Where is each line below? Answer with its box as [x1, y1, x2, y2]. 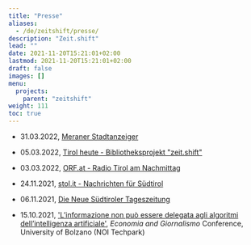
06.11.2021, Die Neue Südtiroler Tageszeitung [19, 195, 171, 204]
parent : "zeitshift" [23, 95, 92, 103]
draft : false [8, 65, 52, 73]
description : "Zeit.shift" [8, 34, 99, 43]
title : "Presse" [8, 11, 63, 20]
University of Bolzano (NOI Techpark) [19, 227, 145, 237]
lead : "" [8, 42, 38, 50]
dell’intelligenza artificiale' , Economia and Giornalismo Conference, [19, 219, 244, 228]
